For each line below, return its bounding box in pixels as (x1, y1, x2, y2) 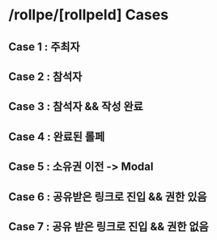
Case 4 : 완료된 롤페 (8, 129, 105, 143)
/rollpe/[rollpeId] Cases (8, 6, 168, 24)
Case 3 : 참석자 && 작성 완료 (8, 99, 143, 114)
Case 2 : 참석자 (8, 69, 83, 83)
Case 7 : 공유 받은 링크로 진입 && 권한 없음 (8, 220, 209, 234)
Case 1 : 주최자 (8, 40, 80, 53)
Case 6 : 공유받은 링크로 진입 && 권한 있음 (8, 190, 207, 204)
